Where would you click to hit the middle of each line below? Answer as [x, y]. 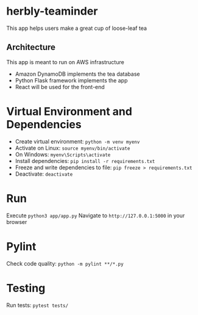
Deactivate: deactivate [44, 174]
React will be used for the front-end [60, 87]
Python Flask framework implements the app [71, 80]
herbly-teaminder [52, 11]
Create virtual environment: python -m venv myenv [77, 141]
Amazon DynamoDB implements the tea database [77, 74]
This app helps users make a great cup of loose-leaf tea [77, 28]
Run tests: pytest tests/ [37, 305]
